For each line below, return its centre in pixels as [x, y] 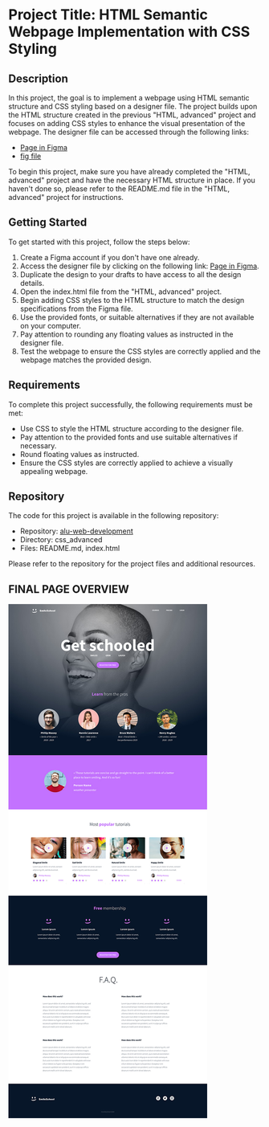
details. [32, 283]
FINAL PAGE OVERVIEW [69, 589]
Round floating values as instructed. [79, 454]
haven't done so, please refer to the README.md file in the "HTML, [119, 189]
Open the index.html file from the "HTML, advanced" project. [121, 292]
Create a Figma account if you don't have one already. [110, 257]
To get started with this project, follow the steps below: [99, 242]
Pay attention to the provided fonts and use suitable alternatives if [129, 437]
